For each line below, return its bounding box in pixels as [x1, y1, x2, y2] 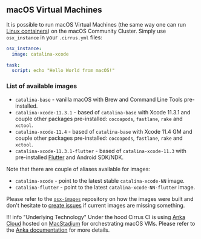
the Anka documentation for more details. [6, 226, 110, 234]
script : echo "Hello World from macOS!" [12, 68, 115, 74]
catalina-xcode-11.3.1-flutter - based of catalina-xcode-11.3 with [15, 147, 186, 154]
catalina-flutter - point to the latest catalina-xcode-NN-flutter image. [15, 183, 196, 191]
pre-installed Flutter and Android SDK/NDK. [15, 154, 124, 161]
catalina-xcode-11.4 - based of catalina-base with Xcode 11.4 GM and [15, 128, 193, 135]
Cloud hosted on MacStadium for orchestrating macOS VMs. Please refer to [6, 220, 196, 227]
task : [6, 62, 20, 68]
